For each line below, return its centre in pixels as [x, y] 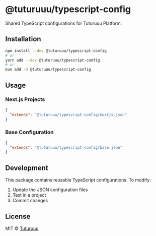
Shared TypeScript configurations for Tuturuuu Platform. [64, 23]
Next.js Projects [25, 99]
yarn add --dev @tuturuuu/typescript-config [53, 60]
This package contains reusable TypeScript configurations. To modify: [78, 180]
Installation [23, 39]
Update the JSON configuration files [50, 190]
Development [27, 168]
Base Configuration [29, 132]
